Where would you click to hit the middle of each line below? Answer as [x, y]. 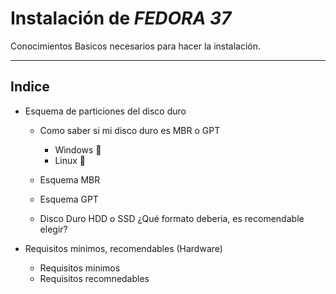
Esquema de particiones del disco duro [105, 111]
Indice [30, 87]
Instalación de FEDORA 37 [121, 18]
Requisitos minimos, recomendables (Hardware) [123, 248]
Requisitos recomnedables [94, 278]
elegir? [53, 229]
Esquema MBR [70, 179]
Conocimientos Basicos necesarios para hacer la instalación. [136, 46]
